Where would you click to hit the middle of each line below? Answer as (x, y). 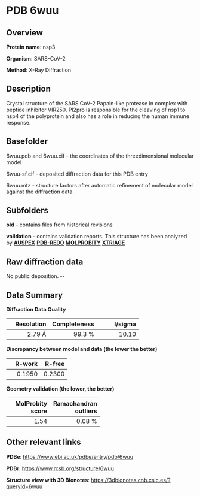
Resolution (31, 324)
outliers (86, 411)
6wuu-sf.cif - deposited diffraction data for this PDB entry (77, 174)
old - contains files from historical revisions (60, 225)
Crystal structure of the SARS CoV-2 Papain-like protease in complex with (97, 103)
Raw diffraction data (45, 261)
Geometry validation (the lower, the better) (60, 389)
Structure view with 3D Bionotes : (48, 480)
